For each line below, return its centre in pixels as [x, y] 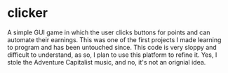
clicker [27, 13]
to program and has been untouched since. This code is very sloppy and [112, 47]
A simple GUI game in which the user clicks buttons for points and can [109, 32]
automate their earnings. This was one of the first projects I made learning [114, 39]
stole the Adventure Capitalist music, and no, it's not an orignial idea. [107, 62]
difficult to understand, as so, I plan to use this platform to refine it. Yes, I [112, 55]
